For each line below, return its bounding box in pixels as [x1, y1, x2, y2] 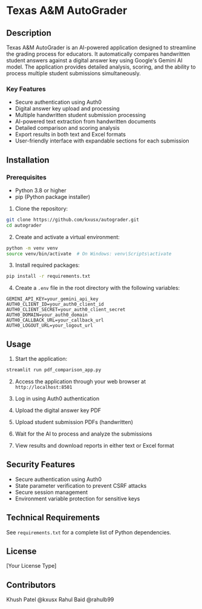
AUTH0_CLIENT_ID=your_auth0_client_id [6, 301, 104, 308]
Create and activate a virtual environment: [15, 233, 120, 240]
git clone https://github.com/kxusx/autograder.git [6, 217, 139, 223]
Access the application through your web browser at [15, 378, 146, 385]
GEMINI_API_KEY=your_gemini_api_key [6, 296, 99, 302]
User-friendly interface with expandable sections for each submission [15, 137, 189, 144]
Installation [6, 155, 50, 165]
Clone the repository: [15, 204, 68, 212]
